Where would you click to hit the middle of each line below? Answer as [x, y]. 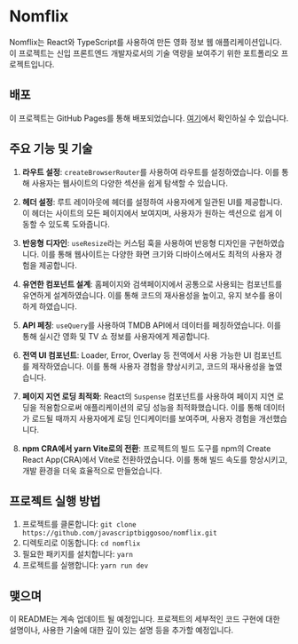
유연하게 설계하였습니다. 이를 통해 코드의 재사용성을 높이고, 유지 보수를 [144, 295]
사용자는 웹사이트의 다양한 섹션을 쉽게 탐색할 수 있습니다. [130, 183]
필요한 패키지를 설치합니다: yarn [77, 554]
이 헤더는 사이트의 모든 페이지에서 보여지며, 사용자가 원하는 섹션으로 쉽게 [147, 213]
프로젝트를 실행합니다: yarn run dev [85, 565]
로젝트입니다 [31, 64]
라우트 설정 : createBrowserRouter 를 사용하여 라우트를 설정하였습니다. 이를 [151, 171]
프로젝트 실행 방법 [55, 501]
